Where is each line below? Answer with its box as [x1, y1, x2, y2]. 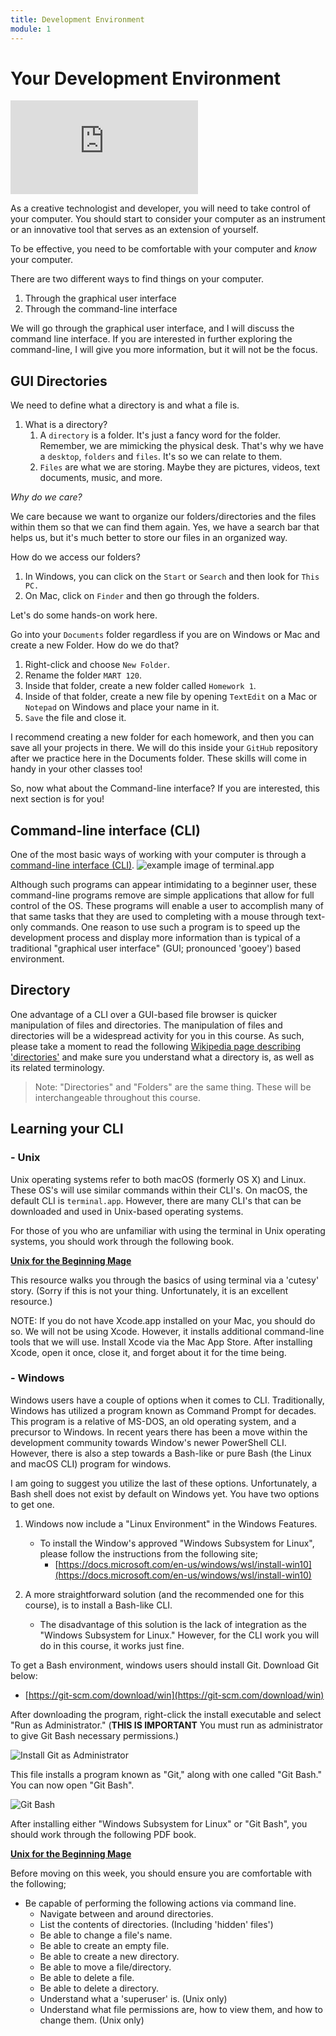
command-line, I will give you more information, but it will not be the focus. [10, 344, 318, 356]
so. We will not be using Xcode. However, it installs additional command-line [10, 1325, 325, 1337]
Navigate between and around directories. [39, 1907, 214, 1920]
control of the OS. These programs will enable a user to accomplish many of [10, 900, 324, 912]
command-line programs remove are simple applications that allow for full [10, 889, 315, 901]
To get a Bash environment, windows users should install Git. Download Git [10, 1659, 320, 1671]
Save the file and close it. [24, 712, 127, 724]
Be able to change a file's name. [39, 1929, 173, 1941]
